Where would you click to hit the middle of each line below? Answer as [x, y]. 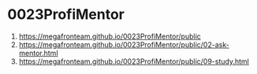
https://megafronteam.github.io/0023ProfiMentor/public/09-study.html [134, 61]
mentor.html [38, 53]
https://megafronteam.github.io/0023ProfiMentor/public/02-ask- [124, 44]
